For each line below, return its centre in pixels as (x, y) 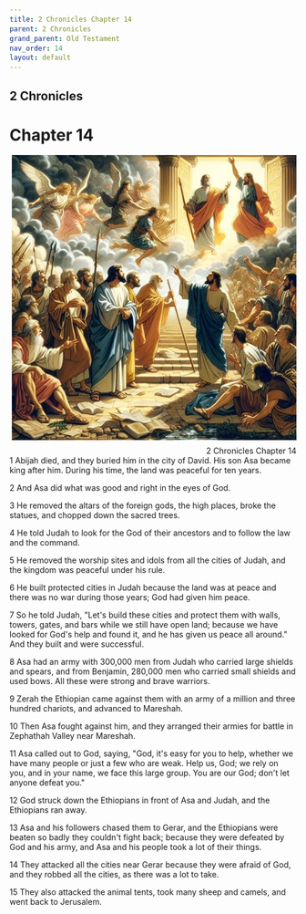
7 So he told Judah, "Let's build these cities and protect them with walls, (145, 615)
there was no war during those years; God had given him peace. (130, 597)
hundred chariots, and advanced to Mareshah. (97, 709)
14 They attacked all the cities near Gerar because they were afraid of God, (150, 865)
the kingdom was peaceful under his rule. (87, 570)
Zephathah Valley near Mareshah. (73, 736)
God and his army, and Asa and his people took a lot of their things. (136, 847)
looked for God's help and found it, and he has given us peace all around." (148, 635)
